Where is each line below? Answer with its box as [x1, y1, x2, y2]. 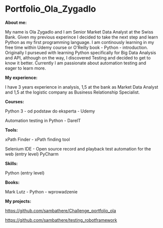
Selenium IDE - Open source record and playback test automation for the [5, 146, 151, 152]
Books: [5, 179, 20, 185]
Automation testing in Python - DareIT [5, 117, 81, 123]
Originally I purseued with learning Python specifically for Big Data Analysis [5, 50, 157, 56]
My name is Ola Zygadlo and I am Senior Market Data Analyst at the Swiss [5, 29, 154, 35]
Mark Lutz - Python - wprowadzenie [5, 189, 78, 194]
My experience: [5, 75, 38, 80]
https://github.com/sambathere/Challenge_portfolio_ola [5, 208, 116, 213]
